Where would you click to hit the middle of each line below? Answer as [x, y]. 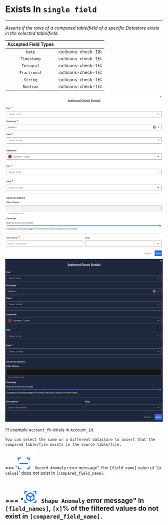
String [30, 80]
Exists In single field [51, 9]
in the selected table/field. [32, 33]
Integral [31, 66]
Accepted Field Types [30, 44]
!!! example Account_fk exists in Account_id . [50, 430]
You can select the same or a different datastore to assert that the [80, 439]
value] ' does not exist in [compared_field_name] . [55, 473]
